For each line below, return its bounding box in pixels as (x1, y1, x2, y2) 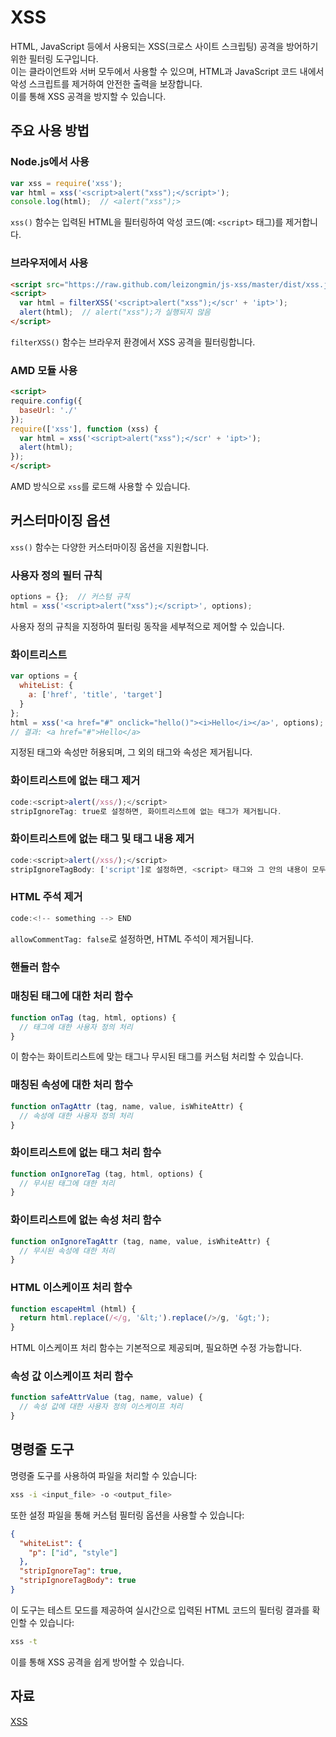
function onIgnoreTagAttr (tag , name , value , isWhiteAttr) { (10, 1236, 271, 1246)
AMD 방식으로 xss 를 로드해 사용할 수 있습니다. (10, 481, 191, 493)
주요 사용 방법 (10, 122, 90, 140)
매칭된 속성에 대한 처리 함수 (10, 1078, 134, 1092)
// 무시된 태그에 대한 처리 (19, 1178, 115, 1188)
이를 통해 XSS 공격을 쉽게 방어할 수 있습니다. (10, 1656, 185, 1668)
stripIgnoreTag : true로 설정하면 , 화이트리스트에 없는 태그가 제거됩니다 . (10, 806, 283, 816)
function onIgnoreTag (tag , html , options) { (10, 1169, 203, 1179)
